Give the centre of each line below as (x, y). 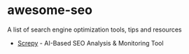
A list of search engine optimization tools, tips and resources (94, 29)
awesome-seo (50, 10)
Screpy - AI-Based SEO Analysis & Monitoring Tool (90, 43)
